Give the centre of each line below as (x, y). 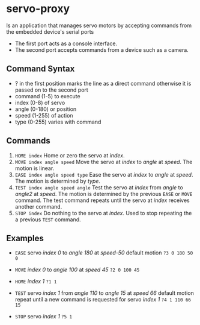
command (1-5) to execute (47, 96)
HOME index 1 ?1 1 (36, 282)
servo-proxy (38, 9)
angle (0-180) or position (46, 109)
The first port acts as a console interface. (66, 43)
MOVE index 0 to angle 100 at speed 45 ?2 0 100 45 (77, 270)
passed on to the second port (51, 90)
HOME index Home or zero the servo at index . (70, 155)
